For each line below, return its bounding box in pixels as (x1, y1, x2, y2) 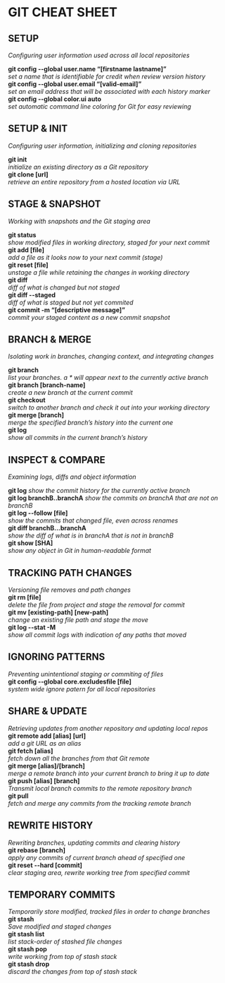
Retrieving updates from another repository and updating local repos (8, 724, 208, 732)
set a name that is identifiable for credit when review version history (8, 72, 206, 81)
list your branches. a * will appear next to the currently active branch (8, 374, 209, 382)
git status (8, 230, 37, 239)
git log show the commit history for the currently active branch (8, 487, 191, 495)
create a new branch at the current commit (8, 388, 133, 397)
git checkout (8, 396, 46, 405)
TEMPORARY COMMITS (8, 888, 115, 900)
